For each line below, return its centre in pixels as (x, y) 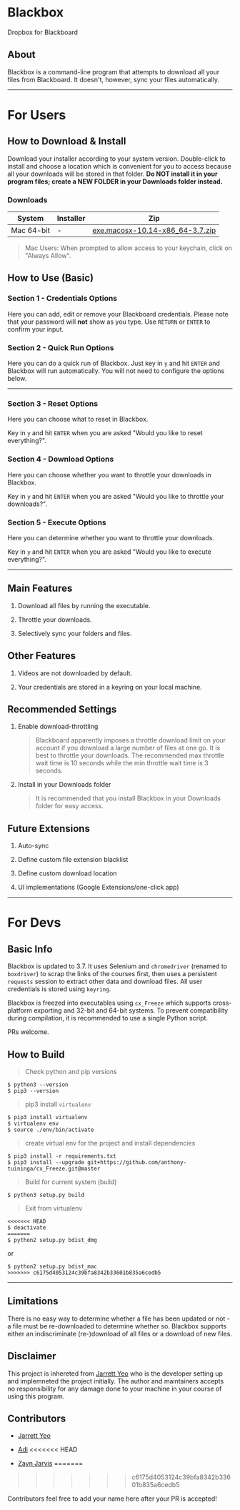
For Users (37, 115)
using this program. (36, 1396)
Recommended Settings (62, 709)
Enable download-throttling (58, 727)
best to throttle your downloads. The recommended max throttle (130, 755)
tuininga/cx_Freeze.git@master (54, 1168)
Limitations (33, 1301)
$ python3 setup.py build (46, 1195)
